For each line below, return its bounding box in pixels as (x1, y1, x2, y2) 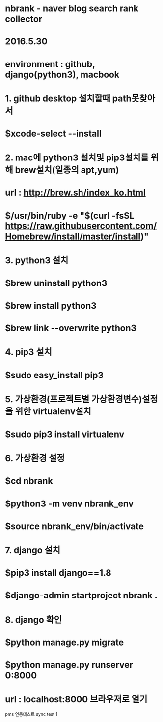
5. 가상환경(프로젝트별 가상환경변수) (5, 393, 142, 405)
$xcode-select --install (5, 128, 102, 139)
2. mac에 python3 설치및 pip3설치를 (5, 152, 149, 163)
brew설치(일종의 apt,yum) (15, 164, 119, 176)
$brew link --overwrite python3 (5, 323, 136, 334)
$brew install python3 (5, 300, 97, 312)
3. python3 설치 (5, 254, 69, 266)
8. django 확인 (5, 614, 62, 625)
